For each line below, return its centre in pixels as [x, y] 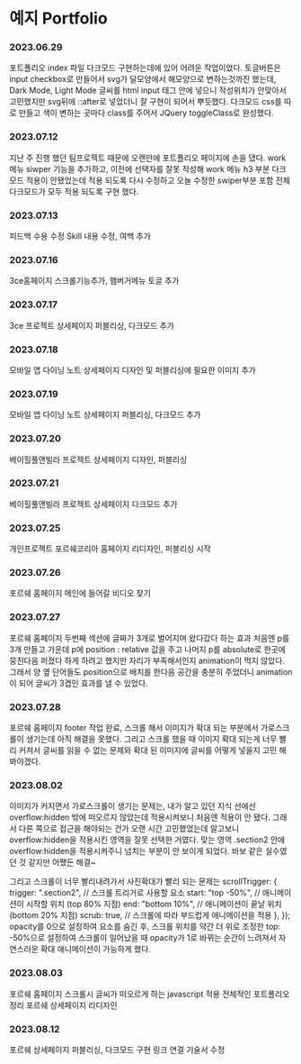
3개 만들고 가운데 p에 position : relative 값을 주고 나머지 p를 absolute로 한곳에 [147, 649]
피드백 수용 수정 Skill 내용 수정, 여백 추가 [80, 236]
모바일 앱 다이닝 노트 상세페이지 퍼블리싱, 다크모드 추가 [105, 414]
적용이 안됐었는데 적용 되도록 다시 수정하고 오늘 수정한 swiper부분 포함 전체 [158, 180]
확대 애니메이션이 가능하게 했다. [95, 949]
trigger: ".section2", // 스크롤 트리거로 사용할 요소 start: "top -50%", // [135, 893]
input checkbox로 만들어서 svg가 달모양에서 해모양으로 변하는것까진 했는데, [143, 79]
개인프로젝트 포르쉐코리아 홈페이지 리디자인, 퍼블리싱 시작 [110, 549]
